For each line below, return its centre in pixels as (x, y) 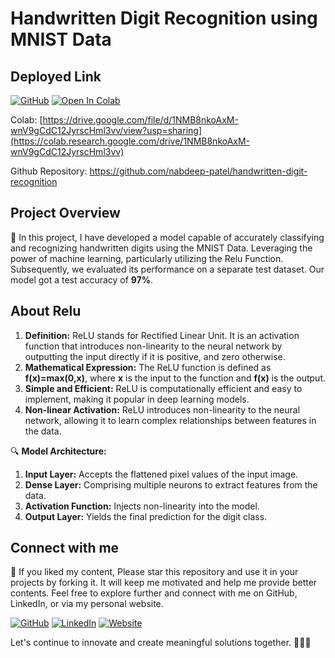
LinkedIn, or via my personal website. (87, 604)
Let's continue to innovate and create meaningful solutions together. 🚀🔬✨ (161, 643)
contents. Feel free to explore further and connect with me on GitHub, (154, 593)
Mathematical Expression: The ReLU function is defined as (148, 367)
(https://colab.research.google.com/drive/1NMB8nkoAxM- (130, 141)
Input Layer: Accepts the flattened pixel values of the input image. (161, 474)
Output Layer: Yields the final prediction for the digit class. (146, 516)
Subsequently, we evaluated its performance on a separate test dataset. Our (167, 269)
